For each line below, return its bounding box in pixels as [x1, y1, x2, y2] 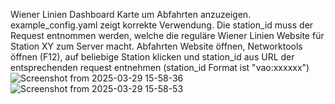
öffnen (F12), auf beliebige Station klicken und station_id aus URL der [10, 51, 295, 63]
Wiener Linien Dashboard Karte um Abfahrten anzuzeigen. [10, 9, 252, 20]
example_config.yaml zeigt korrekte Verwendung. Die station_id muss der [10, 19, 314, 31]
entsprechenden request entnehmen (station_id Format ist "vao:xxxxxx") [10, 62, 310, 73]
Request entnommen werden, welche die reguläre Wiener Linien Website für [10, 30, 325, 41]
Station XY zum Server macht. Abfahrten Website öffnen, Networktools [10, 40, 303, 52]
